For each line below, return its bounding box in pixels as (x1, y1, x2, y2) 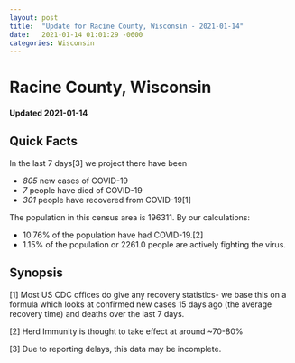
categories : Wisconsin (9, 38, 95, 48)
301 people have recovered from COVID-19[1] (22, 194, 192, 205)
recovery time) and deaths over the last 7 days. (9, 308, 185, 319)
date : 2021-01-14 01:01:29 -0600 (9, 30, 143, 39)
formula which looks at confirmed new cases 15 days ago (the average (9, 299, 272, 310)
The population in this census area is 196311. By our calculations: (9, 211, 251, 222)
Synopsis (9, 265, 63, 281)
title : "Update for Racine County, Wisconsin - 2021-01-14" (9, 22, 244, 31)
